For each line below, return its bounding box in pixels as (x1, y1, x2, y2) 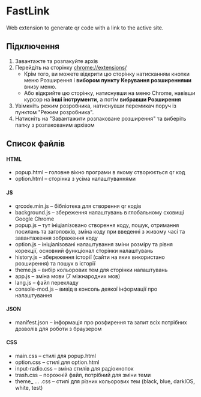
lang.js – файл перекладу (14, 279, 79, 286)
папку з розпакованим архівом (14, 121, 95, 129)
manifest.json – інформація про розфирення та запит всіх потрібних (14, 318, 187, 326)
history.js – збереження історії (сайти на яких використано (14, 253, 165, 261)
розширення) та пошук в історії (14, 259, 96, 267)
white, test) (14, 384, 43, 391)
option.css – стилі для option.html (14, 359, 100, 366)
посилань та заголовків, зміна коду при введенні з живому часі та (14, 228, 185, 235)
